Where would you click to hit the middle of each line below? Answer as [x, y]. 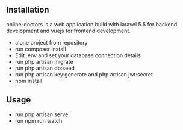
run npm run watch [39, 120]
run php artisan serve [42, 114]
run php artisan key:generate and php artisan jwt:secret [84, 74]
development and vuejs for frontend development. [68, 31]
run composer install [40, 49]
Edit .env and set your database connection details [78, 55]
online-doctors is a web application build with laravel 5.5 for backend [92, 24]
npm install [29, 81]
